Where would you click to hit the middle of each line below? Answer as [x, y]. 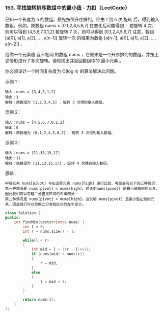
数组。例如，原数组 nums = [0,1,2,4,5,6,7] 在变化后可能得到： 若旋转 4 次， [81, 26]
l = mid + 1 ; [54, 281]
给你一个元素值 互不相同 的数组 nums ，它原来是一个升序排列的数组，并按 [80, 55]
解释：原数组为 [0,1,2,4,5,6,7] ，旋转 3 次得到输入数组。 [60, 133]
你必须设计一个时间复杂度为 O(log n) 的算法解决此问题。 [62, 71]
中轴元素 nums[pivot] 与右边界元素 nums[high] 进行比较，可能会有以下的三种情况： [82, 183]
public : [13, 218]
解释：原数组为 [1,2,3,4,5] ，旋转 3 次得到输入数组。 [56, 103]
